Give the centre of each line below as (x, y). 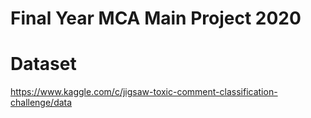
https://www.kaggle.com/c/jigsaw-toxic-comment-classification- (144, 92)
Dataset (43, 64)
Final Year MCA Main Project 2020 (156, 18)
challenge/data (41, 103)
